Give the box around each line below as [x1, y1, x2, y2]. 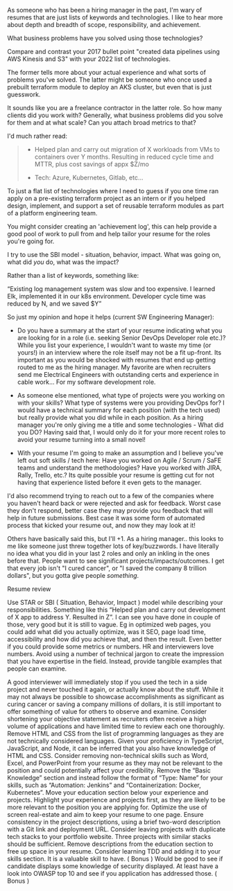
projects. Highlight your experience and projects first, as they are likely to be [7, 796, 225, 804]
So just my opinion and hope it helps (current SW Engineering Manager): [7, 313, 215, 321]
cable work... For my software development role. [17, 378, 156, 386]
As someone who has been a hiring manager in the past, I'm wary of [7, 6, 202, 14]
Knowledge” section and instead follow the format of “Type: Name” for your [7, 774, 223, 782]
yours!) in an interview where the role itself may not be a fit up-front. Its [17, 349, 222, 356]
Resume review [7, 585, 51, 593]
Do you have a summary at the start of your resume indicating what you [17, 326, 223, 335]
